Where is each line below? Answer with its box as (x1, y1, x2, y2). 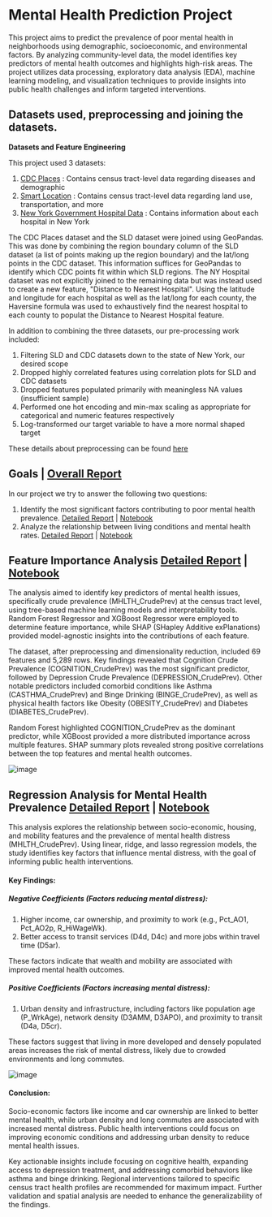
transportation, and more (19, 199, 104, 209)
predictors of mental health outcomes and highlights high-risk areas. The (8, 58, 253, 68)
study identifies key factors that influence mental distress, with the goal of (8, 848, 257, 858)
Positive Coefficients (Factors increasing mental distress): (8, 983, 210, 993)
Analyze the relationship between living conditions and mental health (19, 521, 251, 531)
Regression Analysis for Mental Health (8, 788, 208, 801)
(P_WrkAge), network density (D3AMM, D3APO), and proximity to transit (19, 1012, 263, 1022)
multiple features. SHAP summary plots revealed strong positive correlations (8, 740, 264, 750)
